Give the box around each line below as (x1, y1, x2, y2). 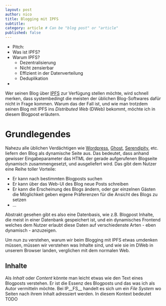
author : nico (5, 12, 32, 17)
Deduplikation (19, 75, 49, 81)
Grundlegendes (5, 129, 71, 140)
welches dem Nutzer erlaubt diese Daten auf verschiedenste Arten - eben (5, 222, 156, 228)
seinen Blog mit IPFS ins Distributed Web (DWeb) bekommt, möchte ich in (5, 106, 156, 112)
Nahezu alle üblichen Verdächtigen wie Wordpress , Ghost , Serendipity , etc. (5, 145, 159, 151)
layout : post (5, 7, 32, 12)
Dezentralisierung (19, 60, 56, 65)
